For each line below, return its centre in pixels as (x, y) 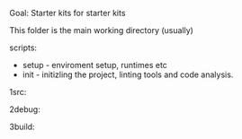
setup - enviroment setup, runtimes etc (95, 65)
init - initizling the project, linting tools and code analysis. (128, 74)
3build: (22, 126)
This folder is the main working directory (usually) (101, 30)
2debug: (25, 109)
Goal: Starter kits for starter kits (67, 13)
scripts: (23, 48)
